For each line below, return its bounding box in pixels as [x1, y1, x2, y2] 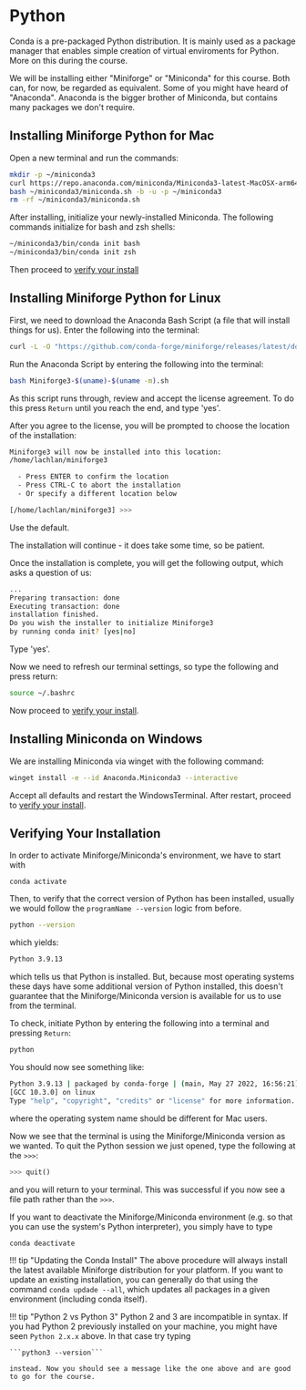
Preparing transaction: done [9, 593, 120, 602]
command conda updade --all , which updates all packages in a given [9, 1284, 270, 1295]
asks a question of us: [9, 567, 93, 578]
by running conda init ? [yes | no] [9, 627, 137, 636]
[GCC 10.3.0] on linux [9, 1087, 96, 1097]
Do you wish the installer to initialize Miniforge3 [9, 619, 214, 628]
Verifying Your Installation [9, 826, 161, 841]
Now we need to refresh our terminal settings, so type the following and [9, 662, 280, 673]
